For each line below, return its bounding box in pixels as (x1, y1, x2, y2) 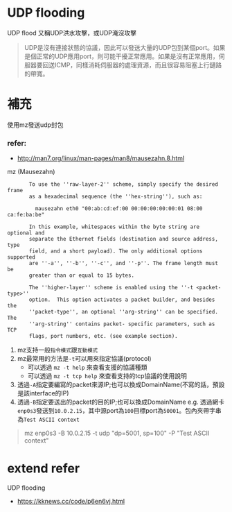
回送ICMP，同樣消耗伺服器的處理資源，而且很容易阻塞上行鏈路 (42, 60, 222, 69)
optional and (7, 230, 45, 237)
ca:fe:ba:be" (7, 212, 45, 219)
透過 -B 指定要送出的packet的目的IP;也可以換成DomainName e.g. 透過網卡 (17, 398, 225, 407)
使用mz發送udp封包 (7, 120, 64, 129)
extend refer (7, 461, 80, 477)
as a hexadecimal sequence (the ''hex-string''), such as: (28, 193, 203, 200)
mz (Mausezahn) (7, 168, 55, 176)
